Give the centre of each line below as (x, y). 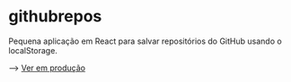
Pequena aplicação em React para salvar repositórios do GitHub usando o (145, 41)
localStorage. (33, 50)
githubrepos (55, 16)
